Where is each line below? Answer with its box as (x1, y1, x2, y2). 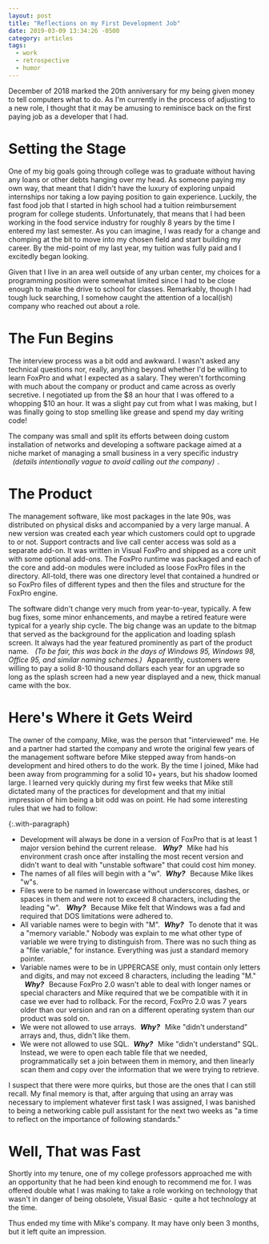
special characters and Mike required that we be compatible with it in (19, 988, 248, 998)
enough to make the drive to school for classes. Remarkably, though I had (8, 284, 251, 294)
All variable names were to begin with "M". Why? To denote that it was (19, 920, 259, 929)
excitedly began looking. (8, 251, 90, 261)
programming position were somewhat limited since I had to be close (8, 275, 236, 285)
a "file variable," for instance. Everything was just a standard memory (19, 945, 249, 955)
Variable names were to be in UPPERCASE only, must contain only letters (19, 962, 261, 972)
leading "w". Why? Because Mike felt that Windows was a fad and (19, 902, 246, 912)
